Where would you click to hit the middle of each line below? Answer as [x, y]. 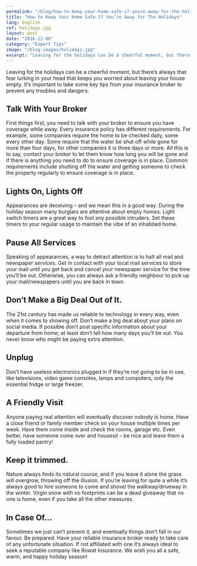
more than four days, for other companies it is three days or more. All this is [97, 148]
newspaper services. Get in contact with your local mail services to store [94, 263]
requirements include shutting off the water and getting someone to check [96, 167]
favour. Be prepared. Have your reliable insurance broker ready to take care [97, 538]
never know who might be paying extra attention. [65, 339]
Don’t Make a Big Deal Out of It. [64, 300]
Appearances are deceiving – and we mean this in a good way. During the [95, 205]
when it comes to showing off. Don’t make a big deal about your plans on [94, 320]
